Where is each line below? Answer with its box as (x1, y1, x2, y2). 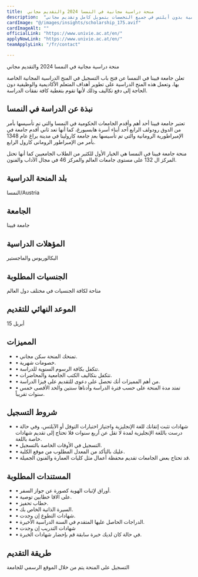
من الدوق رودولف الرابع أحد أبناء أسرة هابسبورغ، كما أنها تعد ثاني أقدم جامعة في (6, 126, 182, 133)
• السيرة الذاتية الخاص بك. (15, 506, 73, 513)
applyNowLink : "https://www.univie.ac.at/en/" (6, 36, 123, 42)
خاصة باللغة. (15, 435, 42, 442)
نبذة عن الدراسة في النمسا (6, 104, 93, 114)
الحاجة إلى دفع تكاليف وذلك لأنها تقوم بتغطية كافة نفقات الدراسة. (6, 87, 147, 94)
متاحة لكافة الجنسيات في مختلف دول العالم (6, 287, 101, 294)
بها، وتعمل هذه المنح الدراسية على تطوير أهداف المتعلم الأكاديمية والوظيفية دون (6, 80, 180, 87)
